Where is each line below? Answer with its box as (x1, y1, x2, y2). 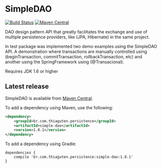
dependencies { (5, 151, 36, 155)
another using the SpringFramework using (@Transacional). (5, 59, 125, 65)
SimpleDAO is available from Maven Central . (5, 95, 93, 101)
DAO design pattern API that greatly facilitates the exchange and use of (5, 29, 148, 34)
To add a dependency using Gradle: (5, 141, 77, 147)
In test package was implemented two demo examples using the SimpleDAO (5, 43, 158, 49)
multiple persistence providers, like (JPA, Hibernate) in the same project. (5, 34, 150, 40)
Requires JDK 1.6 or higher (5, 68, 58, 74)
